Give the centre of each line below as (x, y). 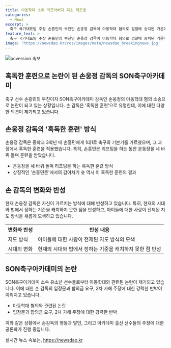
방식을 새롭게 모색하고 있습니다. (42, 216)
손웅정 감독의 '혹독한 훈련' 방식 (51, 129)
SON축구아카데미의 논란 (41, 269)
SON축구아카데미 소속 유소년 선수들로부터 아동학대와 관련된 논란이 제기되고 (80, 282)
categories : (18, 15)
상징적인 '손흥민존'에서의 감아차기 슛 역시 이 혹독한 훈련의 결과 (74, 172)
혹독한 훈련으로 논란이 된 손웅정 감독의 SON (70, 76)
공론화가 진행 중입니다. (28, 329)
